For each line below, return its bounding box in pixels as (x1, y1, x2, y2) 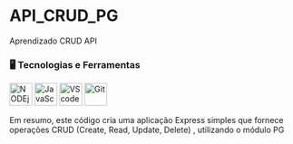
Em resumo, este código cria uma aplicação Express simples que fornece (9, 115, 284, 126)
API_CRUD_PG (9, 5, 119, 26)
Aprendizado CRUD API (9, 35, 98, 46)
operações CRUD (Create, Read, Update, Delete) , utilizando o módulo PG (9, 124, 285, 136)
